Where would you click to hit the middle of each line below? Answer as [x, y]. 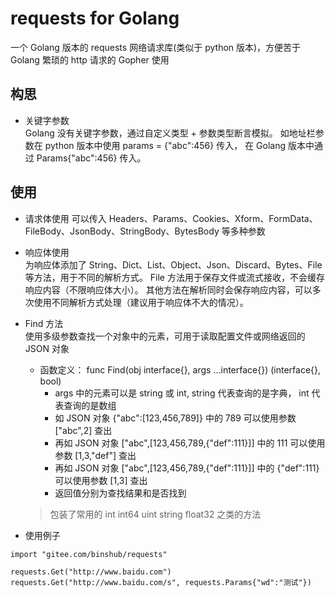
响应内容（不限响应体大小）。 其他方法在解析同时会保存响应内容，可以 [168, 289]
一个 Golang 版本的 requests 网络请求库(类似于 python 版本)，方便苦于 [156, 47]
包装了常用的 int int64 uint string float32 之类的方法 [155, 514]
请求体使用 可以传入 [65, 218]
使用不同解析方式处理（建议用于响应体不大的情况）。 [141, 302]
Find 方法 [44, 323]
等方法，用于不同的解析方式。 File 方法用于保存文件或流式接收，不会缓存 [174, 277]
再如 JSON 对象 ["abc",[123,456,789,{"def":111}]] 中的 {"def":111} [187, 468]
